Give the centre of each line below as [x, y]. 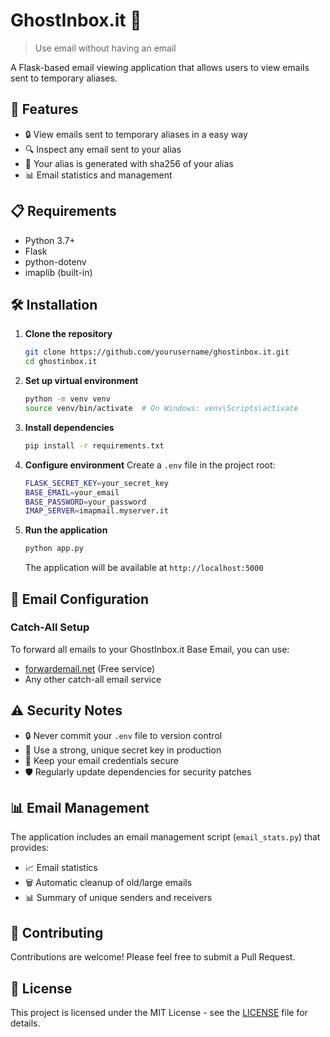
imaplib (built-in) [58, 272]
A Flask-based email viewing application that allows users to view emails [160, 67]
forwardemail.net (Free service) [90, 668]
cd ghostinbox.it [61, 362]
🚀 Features [44, 109]
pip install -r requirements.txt [94, 445]
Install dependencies [69, 427]
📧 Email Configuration [80, 599]
